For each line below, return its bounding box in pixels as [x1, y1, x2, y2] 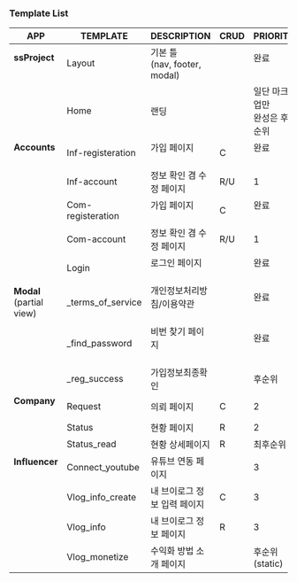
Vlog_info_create [66, 491, 137, 503]
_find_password [66, 338, 133, 350]
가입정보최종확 [149, 367, 208, 379]
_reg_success [66, 373, 124, 385]
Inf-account [66, 175, 118, 188]
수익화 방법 [149, 545, 194, 557]
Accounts [13, 141, 56, 153]
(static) [253, 557, 284, 570]
